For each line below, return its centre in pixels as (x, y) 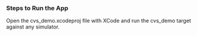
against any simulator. (33, 27)
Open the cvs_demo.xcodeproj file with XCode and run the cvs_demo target (99, 21)
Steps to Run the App (37, 8)
